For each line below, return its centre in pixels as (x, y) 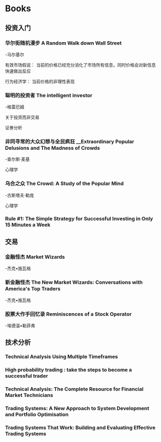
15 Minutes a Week (28, 225)
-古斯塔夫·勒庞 (20, 195)
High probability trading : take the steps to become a (69, 370)
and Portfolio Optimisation (37, 415)
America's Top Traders (33, 289)
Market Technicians (29, 395)
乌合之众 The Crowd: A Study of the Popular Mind (64, 184)
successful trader (27, 376)
